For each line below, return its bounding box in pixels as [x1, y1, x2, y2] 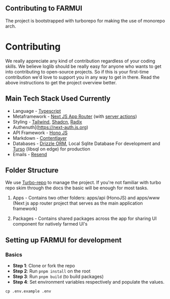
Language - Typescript [12, 108, 61, 114]
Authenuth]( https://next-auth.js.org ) [12, 124, 88, 130]
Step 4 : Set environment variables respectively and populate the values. [12, 279, 165, 285]
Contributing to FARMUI [5, 4, 83, 13]
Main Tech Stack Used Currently [5, 94, 111, 103]
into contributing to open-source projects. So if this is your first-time [5, 68, 149, 74]
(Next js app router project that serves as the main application [12, 200, 143, 206]
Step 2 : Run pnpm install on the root [12, 268, 91, 275]
